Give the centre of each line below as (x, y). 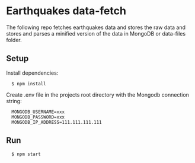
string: (14, 101)
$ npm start (26, 154)
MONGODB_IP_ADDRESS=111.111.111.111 (57, 122)
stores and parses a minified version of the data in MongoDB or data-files (96, 33)
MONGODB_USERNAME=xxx (38, 112)
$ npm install (29, 84)
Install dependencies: (32, 73)
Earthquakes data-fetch (66, 11)
